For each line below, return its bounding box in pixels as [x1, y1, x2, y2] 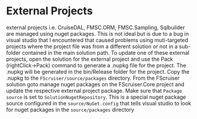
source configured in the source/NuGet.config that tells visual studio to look [6, 99, 192, 107]
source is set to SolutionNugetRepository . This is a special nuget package [6, 93, 186, 101]
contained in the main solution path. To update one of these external [21, 49, 189, 56]
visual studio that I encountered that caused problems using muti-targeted [6, 36, 189, 43]
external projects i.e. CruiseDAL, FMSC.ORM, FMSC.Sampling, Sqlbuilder [6, 24, 185, 31]
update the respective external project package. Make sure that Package [6, 87, 183, 94]
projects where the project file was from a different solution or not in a [6, 43, 178, 50]
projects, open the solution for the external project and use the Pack [6, 55, 174, 62]
